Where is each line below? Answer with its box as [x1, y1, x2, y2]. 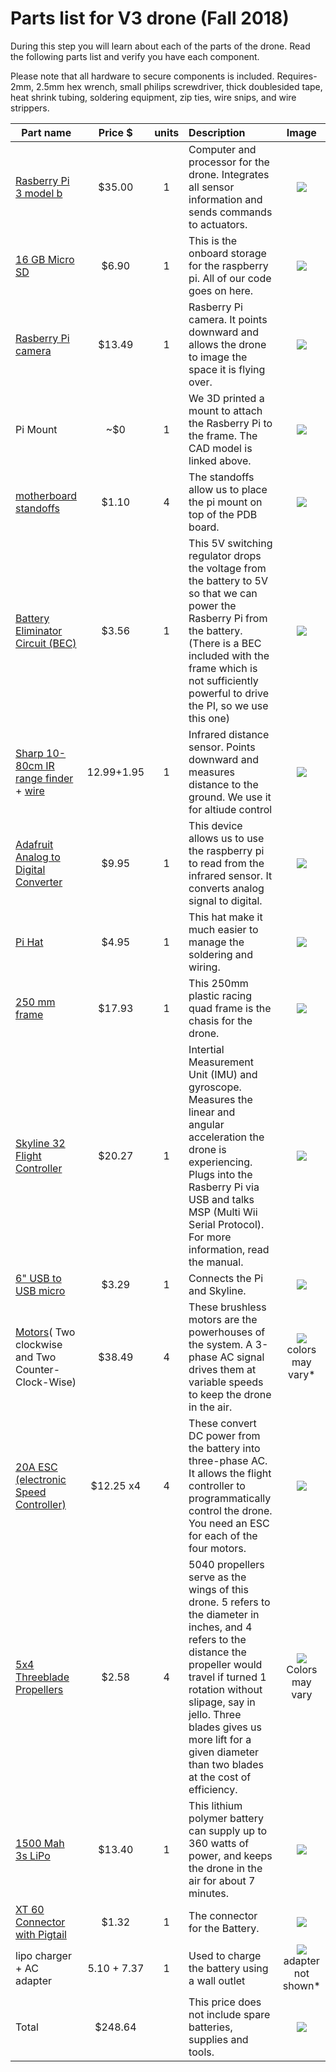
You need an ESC [188, 1516, 270, 1530]
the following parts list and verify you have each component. [10, 50, 260, 62]
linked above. [188, 453, 252, 467]
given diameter [188, 1745, 259, 1759]
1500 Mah [15, 1836, 65, 1850]
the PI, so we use [188, 698, 269, 712]
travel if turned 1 [188, 1670, 267, 1684]
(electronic [15, 1472, 67, 1486]
